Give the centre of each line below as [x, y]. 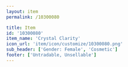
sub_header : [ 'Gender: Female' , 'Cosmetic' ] [62, 50]
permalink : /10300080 [33, 17]
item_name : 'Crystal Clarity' [44, 39]
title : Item [21, 28]
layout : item [22, 11]
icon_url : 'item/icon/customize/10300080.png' [65, 44]
